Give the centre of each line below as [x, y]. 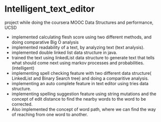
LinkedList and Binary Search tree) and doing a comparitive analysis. [80, 78]
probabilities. [131, 63]
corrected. [22, 104]
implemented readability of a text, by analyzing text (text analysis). [78, 47]
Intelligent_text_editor [50, 9]
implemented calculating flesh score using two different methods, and [81, 37]
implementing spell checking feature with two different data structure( [81, 73]
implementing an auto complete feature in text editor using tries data [80, 83]
